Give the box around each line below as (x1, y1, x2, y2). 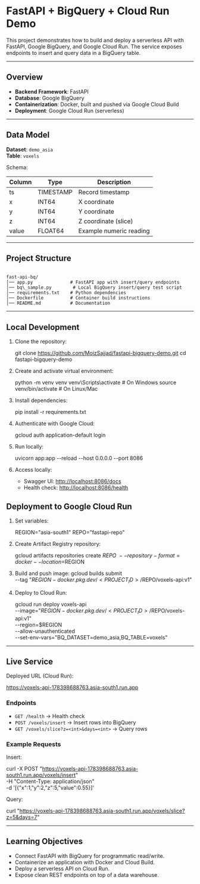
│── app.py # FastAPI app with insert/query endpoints (6, 279, 180, 286)
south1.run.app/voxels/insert (6, 771, 76, 778)
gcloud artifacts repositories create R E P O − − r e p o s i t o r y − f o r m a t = (14, 552, 180, 559)
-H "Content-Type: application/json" (6, 778, 95, 785)
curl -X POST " (6, 765, 43, 772)
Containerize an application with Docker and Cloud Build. (14, 858, 155, 866)
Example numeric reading (78, 227, 150, 235)
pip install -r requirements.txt (14, 409, 86, 416)
